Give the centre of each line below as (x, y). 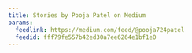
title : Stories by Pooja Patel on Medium (77, 15)
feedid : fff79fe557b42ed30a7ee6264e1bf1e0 (86, 37)
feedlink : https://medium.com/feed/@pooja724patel (100, 30)
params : (21, 23)
